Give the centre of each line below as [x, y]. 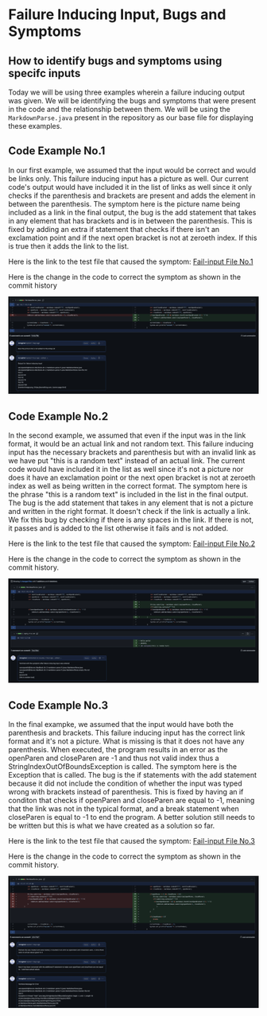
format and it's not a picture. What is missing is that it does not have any [126, 741]
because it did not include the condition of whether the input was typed [125, 783]
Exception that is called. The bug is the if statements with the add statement [132, 775]
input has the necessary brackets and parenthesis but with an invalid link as [132, 452]
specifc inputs [44, 73]
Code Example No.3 [58, 705]
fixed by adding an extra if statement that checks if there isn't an [114, 229]
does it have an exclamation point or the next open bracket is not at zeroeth [132, 477]
